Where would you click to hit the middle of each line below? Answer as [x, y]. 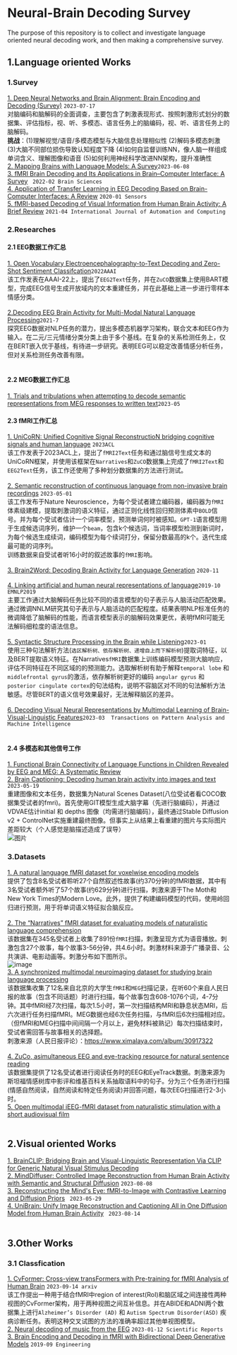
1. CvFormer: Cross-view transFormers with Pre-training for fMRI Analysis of [118, 1279]
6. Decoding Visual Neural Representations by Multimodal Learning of [109, 710]
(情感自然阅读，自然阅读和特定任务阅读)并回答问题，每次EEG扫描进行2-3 [114, 1090]
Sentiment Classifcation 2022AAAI [69, 271]
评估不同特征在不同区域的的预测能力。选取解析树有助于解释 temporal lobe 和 [119, 668]
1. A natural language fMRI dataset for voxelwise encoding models [103, 872]
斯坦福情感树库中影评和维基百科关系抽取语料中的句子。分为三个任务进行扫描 [119, 1081]
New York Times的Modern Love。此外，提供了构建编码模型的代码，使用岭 [115, 898]
